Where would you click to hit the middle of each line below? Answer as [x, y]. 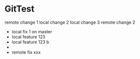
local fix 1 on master [32, 31]
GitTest [20, 9]
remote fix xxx [26, 52]
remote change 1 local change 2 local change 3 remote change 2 [70, 22]
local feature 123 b [30, 42]
